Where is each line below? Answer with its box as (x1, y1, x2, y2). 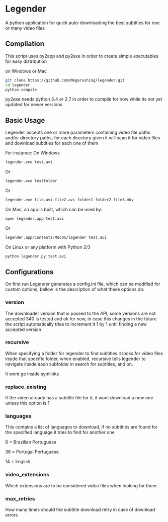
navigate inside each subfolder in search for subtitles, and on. (5, 361, 133, 367)
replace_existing (5, 383, 47, 390)
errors (5, 512, 18, 518)
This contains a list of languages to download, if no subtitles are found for (5, 424, 158, 430)
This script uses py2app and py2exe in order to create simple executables (5, 53, 158, 59)
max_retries (5, 495, 35, 502)
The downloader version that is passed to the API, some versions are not (5, 310, 156, 316)
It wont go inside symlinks (5, 371, 59, 377)
